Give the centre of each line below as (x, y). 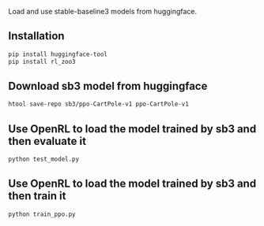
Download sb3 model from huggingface (108, 86)
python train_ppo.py (42, 214)
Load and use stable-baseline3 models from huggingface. (103, 11)
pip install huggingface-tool (58, 54)
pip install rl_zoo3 (42, 61)
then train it (37, 196)
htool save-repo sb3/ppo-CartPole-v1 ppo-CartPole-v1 (99, 104)
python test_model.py (44, 159)
